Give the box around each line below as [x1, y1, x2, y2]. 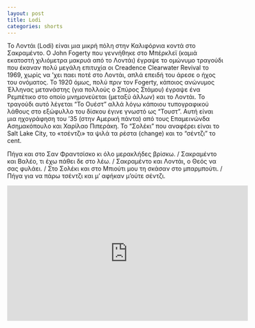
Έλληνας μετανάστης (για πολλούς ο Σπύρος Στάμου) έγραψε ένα [7, 85, 201, 94]
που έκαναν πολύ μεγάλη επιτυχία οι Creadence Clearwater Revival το [7, 63, 210, 72]
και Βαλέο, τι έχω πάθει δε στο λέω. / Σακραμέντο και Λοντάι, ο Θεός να [7, 157, 217, 166]
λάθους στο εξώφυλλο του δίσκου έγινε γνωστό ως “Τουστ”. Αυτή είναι [7, 107, 214, 116]
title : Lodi [7, 17, 41, 23]
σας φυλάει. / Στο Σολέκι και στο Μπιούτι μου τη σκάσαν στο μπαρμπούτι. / [7, 164, 223, 173]
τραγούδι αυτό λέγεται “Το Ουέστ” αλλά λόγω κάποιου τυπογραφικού [7, 100, 210, 109]
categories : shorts [7, 23, 63, 30]
